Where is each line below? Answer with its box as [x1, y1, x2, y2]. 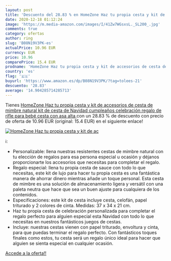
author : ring [5, 36, 33, 41]
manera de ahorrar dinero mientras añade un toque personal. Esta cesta [12, 175, 164, 181]
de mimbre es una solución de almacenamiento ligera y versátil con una [12, 181, 163, 187]
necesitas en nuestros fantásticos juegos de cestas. [12, 218, 122, 224]
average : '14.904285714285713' [5, 88, 72, 93]
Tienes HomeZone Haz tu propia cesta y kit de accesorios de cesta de [5, 102, 153, 108]
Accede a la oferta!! [5, 250, 47, 256]
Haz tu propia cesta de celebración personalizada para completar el [12, 208, 155, 214]
